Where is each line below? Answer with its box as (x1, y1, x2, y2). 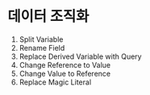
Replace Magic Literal (19, 77, 92, 87)
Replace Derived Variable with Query (19, 52, 142, 61)
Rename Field (19, 43, 65, 52)
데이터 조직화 (7, 7, 90, 26)
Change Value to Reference (19, 68, 111, 78)
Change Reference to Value (19, 60, 111, 69)
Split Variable (19, 34, 64, 44)
